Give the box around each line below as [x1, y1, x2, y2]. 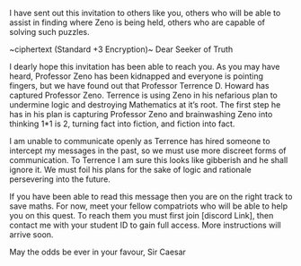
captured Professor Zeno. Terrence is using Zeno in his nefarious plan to [9, 90, 279, 100]
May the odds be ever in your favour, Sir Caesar [9, 246, 187, 257]
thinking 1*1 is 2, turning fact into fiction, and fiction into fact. [9, 118, 235, 129]
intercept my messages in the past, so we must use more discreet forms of [9, 145, 287, 156]
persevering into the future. [9, 174, 111, 184]
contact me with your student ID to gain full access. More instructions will [9, 219, 281, 230]
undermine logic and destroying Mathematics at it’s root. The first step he [9, 99, 281, 110]
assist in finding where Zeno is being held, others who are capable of [9, 17, 266, 28]
